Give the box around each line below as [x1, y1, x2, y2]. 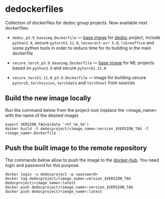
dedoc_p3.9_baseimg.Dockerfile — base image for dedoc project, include [12, 34, 161, 40]
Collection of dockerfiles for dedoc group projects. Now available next [5, 20, 148, 26]
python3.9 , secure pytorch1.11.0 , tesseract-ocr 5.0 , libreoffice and [12, 39, 154, 45]
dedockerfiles [5, 3, 64, 15]
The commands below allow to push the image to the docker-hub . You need [5, 157, 159, 163]
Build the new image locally [5, 94, 91, 102]
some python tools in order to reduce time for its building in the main [12, 45, 152, 51]
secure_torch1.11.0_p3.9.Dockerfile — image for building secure [12, 74, 146, 80]
